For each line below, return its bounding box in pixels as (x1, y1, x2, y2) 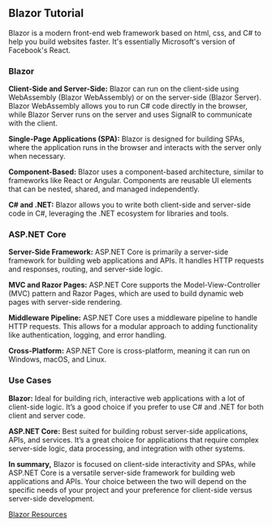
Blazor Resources (8, 509, 67, 519)
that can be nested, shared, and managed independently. (8, 184, 201, 194)
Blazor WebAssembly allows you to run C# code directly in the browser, (8, 101, 248, 111)
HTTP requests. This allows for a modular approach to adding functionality (8, 322, 258, 332)
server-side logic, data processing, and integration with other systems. (8, 443, 245, 453)
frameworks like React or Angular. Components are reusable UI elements (8, 176, 252, 186)
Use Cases (8, 375, 52, 386)
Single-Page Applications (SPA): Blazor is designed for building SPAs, (8, 134, 245, 144)
